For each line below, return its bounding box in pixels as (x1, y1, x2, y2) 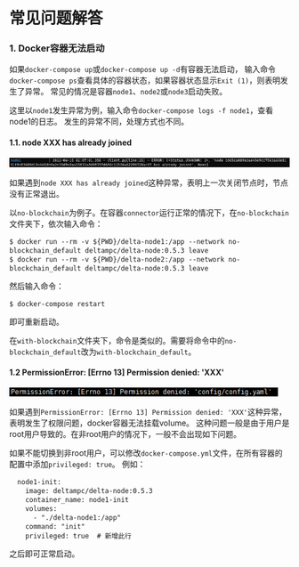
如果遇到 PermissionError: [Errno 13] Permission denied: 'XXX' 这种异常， (9, 406, 287, 417)
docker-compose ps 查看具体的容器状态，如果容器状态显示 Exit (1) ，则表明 (9, 75, 280, 85)
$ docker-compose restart (9, 299, 105, 308)
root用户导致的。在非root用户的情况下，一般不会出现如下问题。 (9, 428, 242, 439)
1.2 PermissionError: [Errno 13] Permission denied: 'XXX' (9, 367, 224, 378)
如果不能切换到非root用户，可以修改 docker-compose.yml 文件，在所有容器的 (9, 447, 283, 458)
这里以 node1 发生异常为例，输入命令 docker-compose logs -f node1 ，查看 (9, 105, 274, 116)
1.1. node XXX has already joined (9, 137, 132, 148)
